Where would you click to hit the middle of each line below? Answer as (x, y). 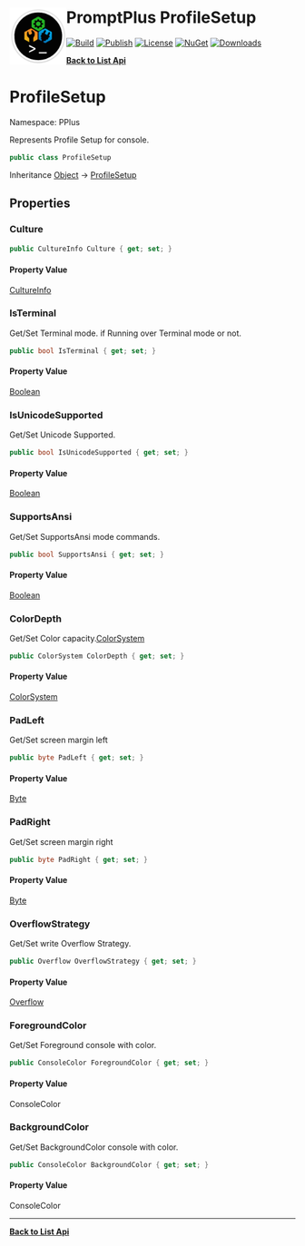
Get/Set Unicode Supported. (63, 435)
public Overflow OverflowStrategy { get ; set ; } (103, 961)
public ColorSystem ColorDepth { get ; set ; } (97, 656)
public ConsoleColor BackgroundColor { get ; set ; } (109, 1164)
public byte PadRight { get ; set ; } (79, 859)
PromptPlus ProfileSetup (162, 18)
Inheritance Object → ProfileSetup (73, 174)
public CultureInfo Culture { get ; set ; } (91, 249)
